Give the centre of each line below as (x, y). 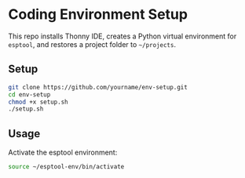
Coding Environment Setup (98, 15)
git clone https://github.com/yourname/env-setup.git (98, 87)
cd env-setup (29, 94)
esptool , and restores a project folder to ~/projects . (92, 44)
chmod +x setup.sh (38, 102)
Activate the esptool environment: (63, 153)
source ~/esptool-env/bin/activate (66, 167)
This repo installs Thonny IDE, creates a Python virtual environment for (122, 36)
